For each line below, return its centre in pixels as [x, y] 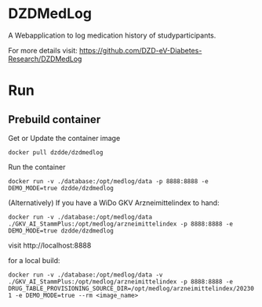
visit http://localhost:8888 [50, 245]
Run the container [37, 167]
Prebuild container [55, 119]
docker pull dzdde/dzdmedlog [56, 152]
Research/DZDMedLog [45, 59]
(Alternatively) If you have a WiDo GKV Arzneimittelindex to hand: [114, 202]
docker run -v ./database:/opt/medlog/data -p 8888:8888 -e [109, 181]
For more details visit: [43, 50]
